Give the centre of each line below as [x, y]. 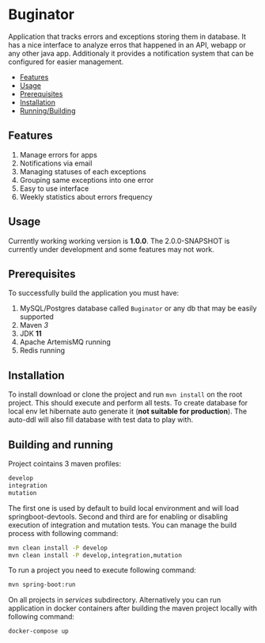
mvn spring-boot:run [42, 585]
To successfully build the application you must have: [94, 293]
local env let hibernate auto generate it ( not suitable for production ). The [128, 411]
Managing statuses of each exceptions [83, 171]
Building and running [61, 445]
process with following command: [63, 533]
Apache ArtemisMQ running [65, 342]
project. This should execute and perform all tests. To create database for [128, 403]
